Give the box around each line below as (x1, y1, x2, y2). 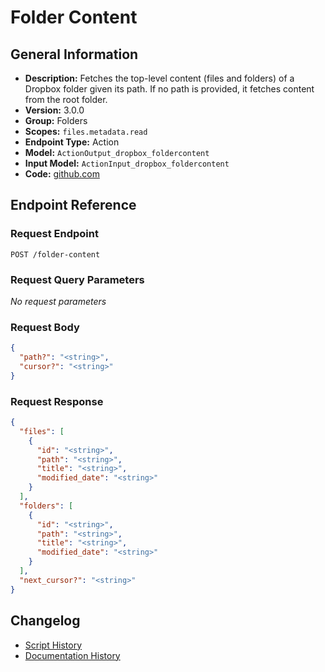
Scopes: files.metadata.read (24, 126, 148, 137)
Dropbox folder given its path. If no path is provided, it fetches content (24, 83, 315, 95)
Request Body (10, 320, 80, 334)
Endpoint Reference (10, 197, 137, 214)
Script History (24, 639, 83, 651)
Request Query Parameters (10, 272, 145, 286)
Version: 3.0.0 (24, 104, 85, 116)
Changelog (10, 612, 81, 630)
